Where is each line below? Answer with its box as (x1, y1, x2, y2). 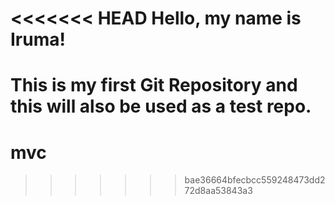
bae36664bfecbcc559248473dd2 (184, 174, 326, 186)
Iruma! (10, 28, 66, 51)
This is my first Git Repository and (10, 74, 298, 97)
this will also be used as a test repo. (10, 95, 312, 118)
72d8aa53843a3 (184, 185, 253, 197)
